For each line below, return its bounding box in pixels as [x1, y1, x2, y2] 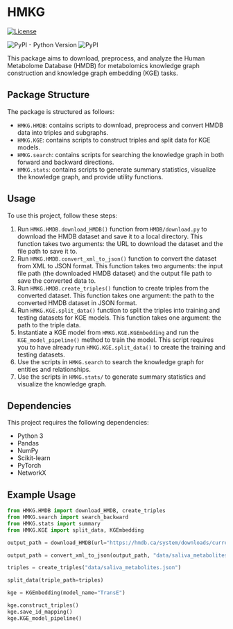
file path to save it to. [17, 247, 78, 255]
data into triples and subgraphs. [17, 128, 109, 136]
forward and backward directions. [17, 158, 114, 166]
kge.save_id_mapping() [7, 608, 73, 615]
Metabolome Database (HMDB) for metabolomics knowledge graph [7, 61, 200, 70]
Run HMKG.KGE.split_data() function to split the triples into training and [17, 306, 221, 314]
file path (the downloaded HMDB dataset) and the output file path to [17, 269, 212, 277]
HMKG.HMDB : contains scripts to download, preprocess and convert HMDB [17, 121, 224, 129]
